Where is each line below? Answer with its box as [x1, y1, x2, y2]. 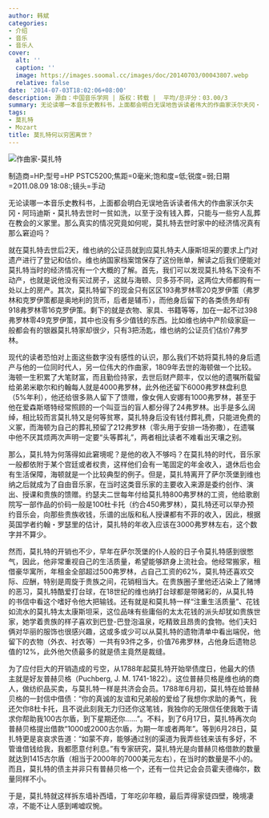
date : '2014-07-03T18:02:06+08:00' [8, 86, 127, 95]
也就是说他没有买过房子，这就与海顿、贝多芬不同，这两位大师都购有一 [29, 275, 261, 284]
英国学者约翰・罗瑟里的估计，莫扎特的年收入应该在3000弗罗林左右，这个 [8, 519, 251, 529]
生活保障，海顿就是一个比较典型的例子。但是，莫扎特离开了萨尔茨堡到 [14, 469, 247, 479]
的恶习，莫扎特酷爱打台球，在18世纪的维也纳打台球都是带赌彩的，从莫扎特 [8, 586, 255, 596]
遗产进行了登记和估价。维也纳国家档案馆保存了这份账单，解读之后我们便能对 [8, 255, 261, 264]
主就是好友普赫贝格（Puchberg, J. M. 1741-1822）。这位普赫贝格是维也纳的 [8, 674, 254, 683]
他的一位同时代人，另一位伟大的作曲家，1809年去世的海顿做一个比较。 [22, 362, 256, 372]
